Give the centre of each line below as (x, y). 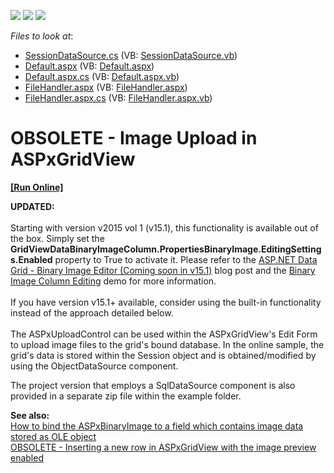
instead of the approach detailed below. (92, 312)
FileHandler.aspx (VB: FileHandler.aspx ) (106, 87)
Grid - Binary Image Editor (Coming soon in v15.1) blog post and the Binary (163, 270)
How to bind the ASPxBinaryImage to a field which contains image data (157, 426)
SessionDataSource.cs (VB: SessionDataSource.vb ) (131, 55)
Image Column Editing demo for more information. (113, 281)
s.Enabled (31, 259)
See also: (30, 415)
